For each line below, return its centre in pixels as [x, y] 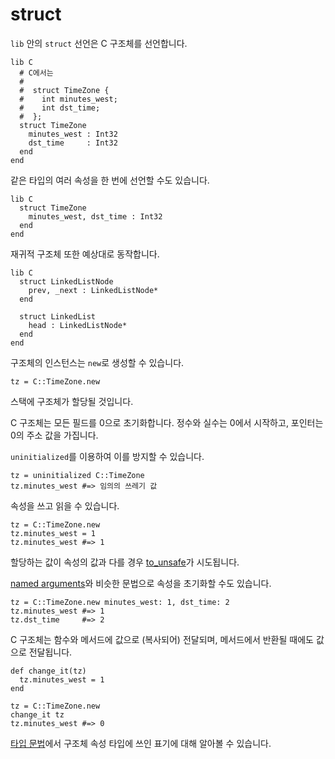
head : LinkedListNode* [78, 325]
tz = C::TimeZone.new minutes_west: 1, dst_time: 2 [120, 602]
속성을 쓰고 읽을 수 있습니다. [65, 505]
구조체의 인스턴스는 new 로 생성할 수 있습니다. [97, 362]
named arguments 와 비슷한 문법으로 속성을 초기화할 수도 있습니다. [141, 583]
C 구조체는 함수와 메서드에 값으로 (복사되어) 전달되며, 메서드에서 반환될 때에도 [162, 639]
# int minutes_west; [68, 99]
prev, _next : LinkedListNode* [93, 290]
